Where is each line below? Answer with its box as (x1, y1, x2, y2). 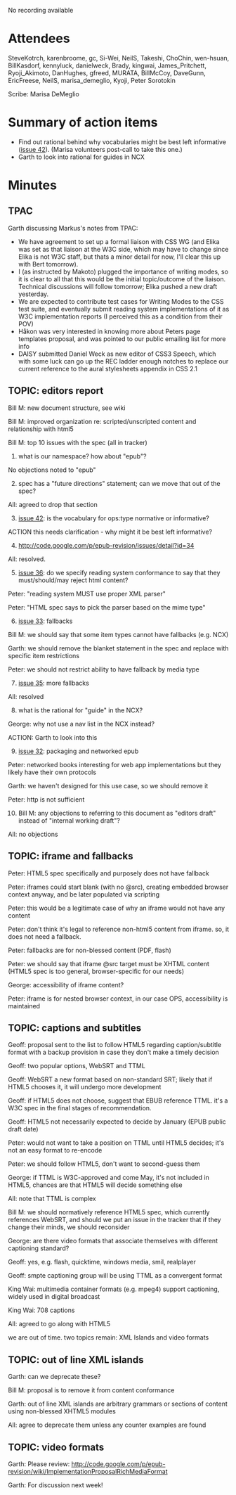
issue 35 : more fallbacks (18, 679, 90, 687)
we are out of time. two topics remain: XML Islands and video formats (8, 1333, 209, 1342)
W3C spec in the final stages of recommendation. (8, 1104, 152, 1112)
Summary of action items (8, 115, 158, 131)
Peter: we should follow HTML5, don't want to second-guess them (8, 1160, 200, 1168)
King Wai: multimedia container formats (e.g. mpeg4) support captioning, (8, 1285, 220, 1293)
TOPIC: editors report (8, 385, 104, 397)
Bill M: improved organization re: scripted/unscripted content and (8, 417, 197, 425)
